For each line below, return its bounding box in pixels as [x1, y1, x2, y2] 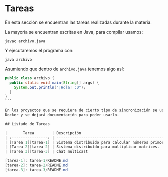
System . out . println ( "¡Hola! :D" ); [14, 85, 86, 90]
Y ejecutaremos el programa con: [5, 47, 74, 53]
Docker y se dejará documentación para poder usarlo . [5, 113, 120, 118]
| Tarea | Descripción [5, 130, 81, 135]
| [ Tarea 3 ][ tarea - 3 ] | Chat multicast [5, 149, 88, 154]
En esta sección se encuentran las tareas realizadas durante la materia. [5, 19, 152, 25]
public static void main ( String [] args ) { [9, 80, 99, 85]
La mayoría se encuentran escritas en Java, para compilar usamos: [5, 29, 143, 35]
